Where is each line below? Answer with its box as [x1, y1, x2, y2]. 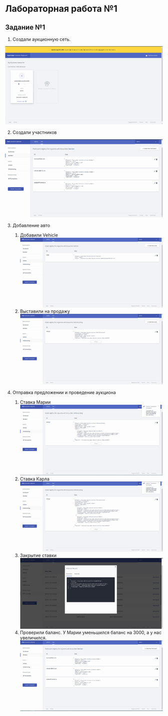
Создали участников [12, 129, 57, 135]
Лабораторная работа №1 [5, 3, 117, 15]
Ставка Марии [19, 399, 51, 405]
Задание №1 [5, 23, 45, 32]
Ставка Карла [19, 476, 50, 482]
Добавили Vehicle [19, 232, 58, 238]
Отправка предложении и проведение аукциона [12, 389, 116, 395]
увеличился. [19, 635, 47, 641]
